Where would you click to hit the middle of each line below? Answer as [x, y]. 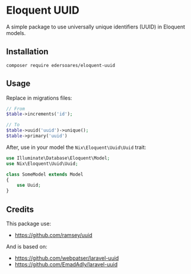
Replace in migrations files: [39, 98]
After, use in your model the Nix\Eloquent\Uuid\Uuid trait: [76, 147]
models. [16, 33]
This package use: [29, 224]
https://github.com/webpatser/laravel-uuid [67, 258]
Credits [20, 209]
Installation [27, 52]
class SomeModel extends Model [45, 174]
